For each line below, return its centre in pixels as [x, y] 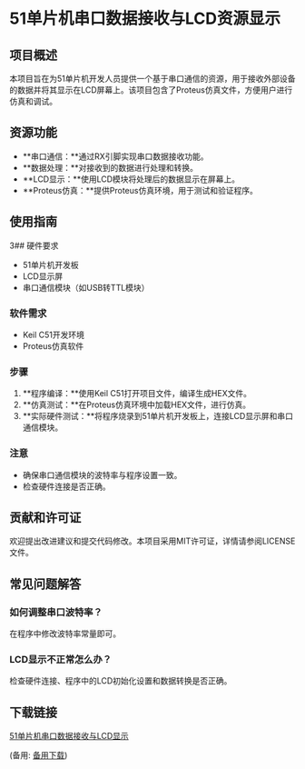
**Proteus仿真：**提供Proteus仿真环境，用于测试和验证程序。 [140, 190]
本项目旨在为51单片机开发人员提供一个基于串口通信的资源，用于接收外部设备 [152, 79]
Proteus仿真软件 [53, 345]
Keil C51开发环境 [53, 335]
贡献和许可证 [45, 518]
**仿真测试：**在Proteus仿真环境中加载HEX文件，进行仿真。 [137, 404]
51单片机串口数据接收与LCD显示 [69, 736]
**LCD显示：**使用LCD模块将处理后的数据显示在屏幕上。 [131, 179]
